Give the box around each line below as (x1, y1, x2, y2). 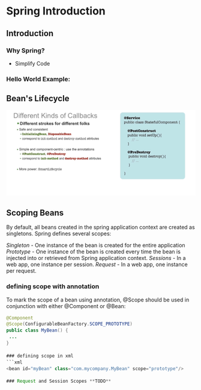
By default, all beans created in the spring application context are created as (6, 224, 195, 231)
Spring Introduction (6, 4, 106, 18)
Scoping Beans (6, 208, 64, 218)
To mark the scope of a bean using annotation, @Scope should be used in (6, 296, 190, 303)
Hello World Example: (6, 75, 71, 83)
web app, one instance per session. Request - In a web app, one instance (6, 261, 188, 268)
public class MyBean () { (6, 327, 68, 333)
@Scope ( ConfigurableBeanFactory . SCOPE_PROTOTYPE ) (6, 321, 133, 327)
